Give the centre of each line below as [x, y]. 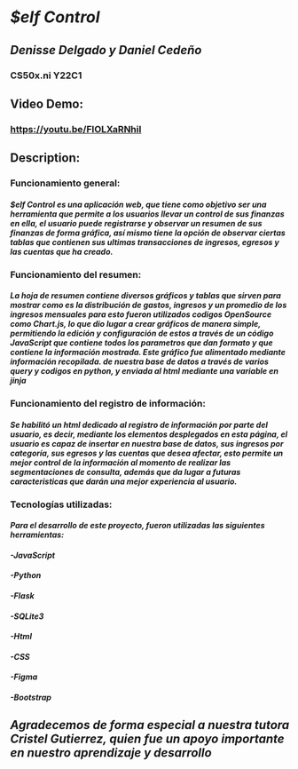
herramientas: [37, 535]
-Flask [22, 596]
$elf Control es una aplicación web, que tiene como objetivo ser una [138, 204]
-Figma [24, 677]
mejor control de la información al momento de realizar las [121, 462]
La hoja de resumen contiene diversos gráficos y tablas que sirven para [146, 296]
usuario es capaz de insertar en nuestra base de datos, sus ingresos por [147, 443]
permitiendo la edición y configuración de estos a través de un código [142, 333]
